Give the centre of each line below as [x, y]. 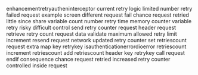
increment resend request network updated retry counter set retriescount [96, 40]
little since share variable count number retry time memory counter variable [99, 21]
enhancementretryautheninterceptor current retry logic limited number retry [99, 9]
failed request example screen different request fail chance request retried [98, 15]
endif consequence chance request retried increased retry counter [88, 59]
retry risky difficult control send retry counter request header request [91, 27]
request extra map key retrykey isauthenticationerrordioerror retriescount [96, 46]
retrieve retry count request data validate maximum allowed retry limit [92, 34]
